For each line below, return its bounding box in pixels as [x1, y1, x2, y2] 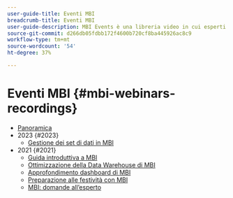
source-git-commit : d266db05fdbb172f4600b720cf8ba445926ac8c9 [7, 29, 192, 37]
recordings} [7, 101, 78, 116]
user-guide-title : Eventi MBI [7, 10, 96, 17]
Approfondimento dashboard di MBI [27, 168, 131, 176]
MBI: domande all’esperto [27, 183, 102, 191]
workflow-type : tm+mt [7, 36, 70, 43]
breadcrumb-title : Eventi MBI [7, 17, 96, 24]
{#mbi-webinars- [73, 85, 176, 101]
